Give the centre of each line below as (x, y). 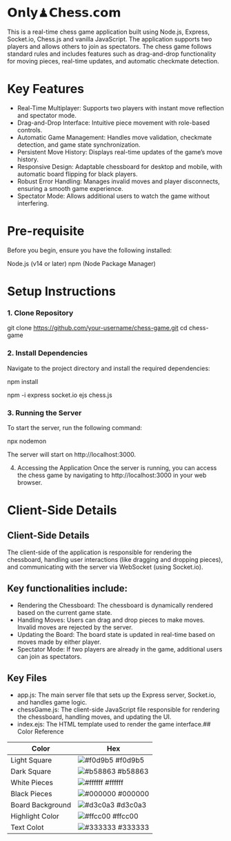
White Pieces (32, 782)
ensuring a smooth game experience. (70, 188)
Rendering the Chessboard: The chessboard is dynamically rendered (115, 605)
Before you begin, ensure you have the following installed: (90, 250)
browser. (30, 482)
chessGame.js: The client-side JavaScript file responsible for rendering (118, 709)
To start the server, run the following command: (75, 427)
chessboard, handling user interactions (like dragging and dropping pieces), (115, 559)
